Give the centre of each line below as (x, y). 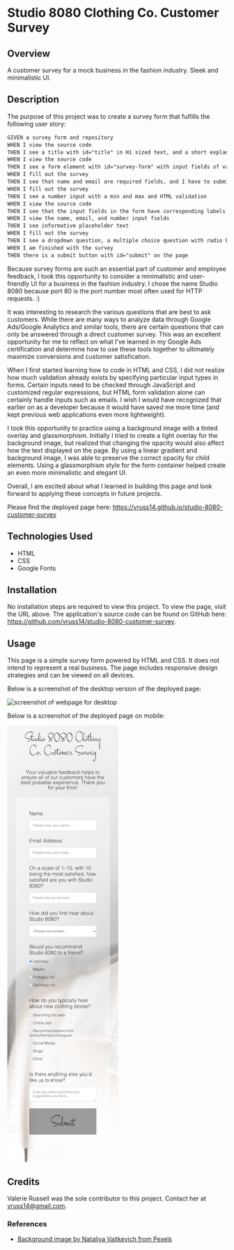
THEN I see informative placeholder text (68, 226)
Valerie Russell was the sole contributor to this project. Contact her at (107, 1198)
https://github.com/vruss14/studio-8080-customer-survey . (92, 622)
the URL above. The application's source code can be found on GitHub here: (117, 614)
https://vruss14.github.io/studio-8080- (168, 507)
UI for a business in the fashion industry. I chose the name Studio (124, 284)
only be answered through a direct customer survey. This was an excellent (114, 334)
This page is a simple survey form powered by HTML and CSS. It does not (114, 661)
